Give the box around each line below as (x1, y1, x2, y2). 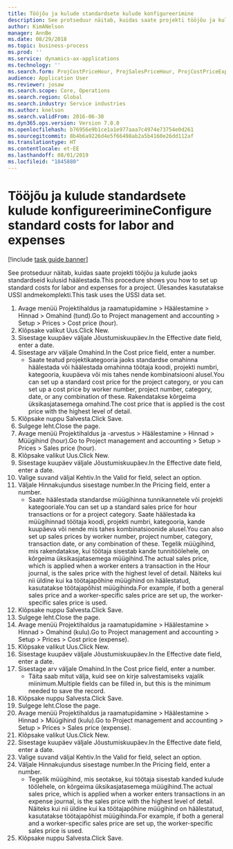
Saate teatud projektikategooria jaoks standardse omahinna (28, 355, 198, 364)
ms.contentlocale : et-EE (8, 145, 80, 152)
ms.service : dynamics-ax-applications (8, 55, 120, 62)
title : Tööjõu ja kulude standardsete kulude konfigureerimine (8, 10, 194, 17)
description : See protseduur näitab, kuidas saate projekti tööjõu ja (8, 17, 216, 24)
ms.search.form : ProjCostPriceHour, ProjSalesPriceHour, (8, 68, 176, 75)
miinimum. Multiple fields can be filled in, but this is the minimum (28, 679, 211, 688)
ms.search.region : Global (8, 94, 82, 101)
